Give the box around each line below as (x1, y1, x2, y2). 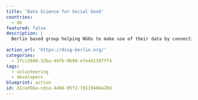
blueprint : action (6, 80, 51, 86)
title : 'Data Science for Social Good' (6, 8, 104, 15)
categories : (6, 52, 35, 58)
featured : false (6, 25, 46, 31)
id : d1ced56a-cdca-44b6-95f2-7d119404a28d (6, 85, 112, 91)
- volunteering (11, 69, 49, 75)
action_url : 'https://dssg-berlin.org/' (6, 47, 107, 53)
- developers (11, 74, 44, 80)
